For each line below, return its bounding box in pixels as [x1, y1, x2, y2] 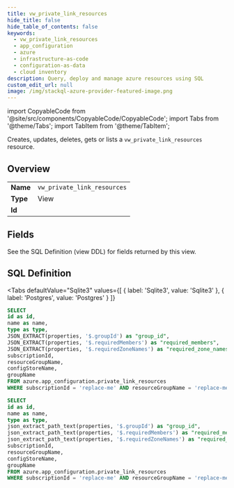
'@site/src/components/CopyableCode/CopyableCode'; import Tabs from [7, 114, 219, 123]
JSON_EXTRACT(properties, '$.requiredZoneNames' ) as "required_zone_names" [7, 345, 232, 352]
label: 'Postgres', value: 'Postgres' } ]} [7, 293, 116, 301]
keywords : [7, 29, 36, 37]
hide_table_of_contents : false [7, 23, 98, 30]
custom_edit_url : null [7, 81, 73, 88]
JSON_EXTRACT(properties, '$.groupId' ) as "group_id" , [7, 333, 170, 340]
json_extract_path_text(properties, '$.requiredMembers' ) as [7, 430, 189, 436]
